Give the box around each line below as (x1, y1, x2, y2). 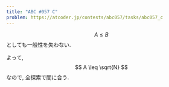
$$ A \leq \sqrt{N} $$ (74, 64, 129, 71)
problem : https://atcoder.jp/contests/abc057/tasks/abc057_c (6, 14, 164, 20)
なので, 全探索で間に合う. (6, 73, 69, 81)
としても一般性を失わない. (6, 41, 71, 48)
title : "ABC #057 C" (6, 8, 59, 15)
